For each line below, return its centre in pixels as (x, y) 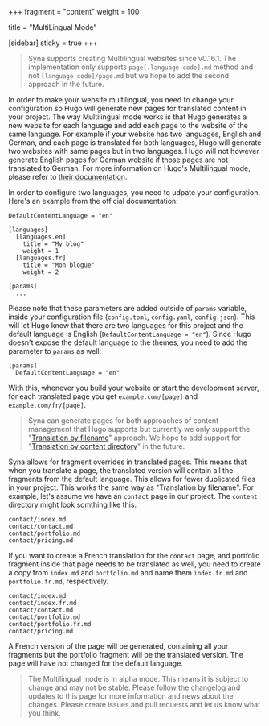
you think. (45, 713)
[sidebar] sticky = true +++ (53, 43)
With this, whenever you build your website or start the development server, (134, 388)
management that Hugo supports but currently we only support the (139, 429)
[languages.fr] (41, 258)
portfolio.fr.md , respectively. (59, 581)
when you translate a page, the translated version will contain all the (121, 470)
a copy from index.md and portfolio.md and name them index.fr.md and (128, 573)
